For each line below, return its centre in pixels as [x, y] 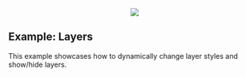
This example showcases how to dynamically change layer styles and [123, 56]
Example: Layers [51, 37]
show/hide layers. [38, 64]
